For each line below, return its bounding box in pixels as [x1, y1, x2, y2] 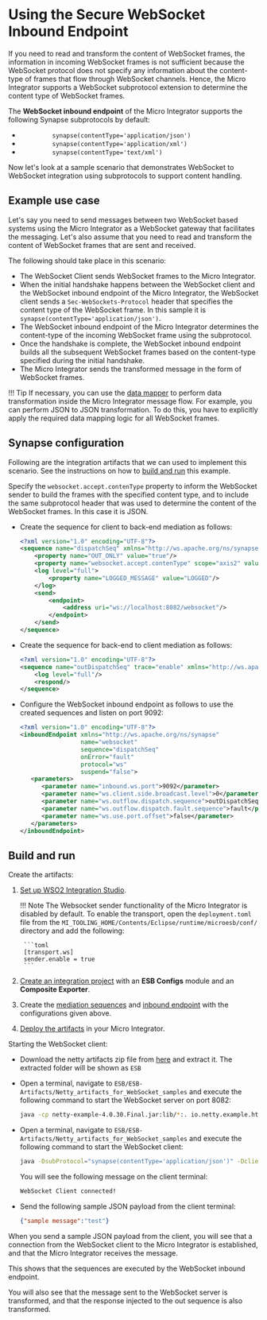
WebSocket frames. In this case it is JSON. [8, 506, 149, 516]
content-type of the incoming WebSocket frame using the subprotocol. [19, 330, 253, 339]
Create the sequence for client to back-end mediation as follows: [19, 522, 233, 532]
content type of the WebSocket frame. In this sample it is [19, 304, 207, 315]
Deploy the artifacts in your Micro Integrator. [19, 1024, 165, 1034]
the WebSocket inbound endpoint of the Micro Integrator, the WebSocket [19, 288, 259, 297]
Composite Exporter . [19, 985, 91, 994]
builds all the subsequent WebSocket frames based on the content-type [19, 347, 256, 357]
